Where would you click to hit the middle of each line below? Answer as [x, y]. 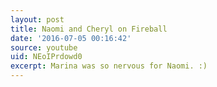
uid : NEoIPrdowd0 [46, 57]
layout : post [37, 19]
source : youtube [44, 47]
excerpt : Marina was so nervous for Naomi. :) [109, 66]
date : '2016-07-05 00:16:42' [71, 38]
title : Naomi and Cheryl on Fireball [89, 29]
